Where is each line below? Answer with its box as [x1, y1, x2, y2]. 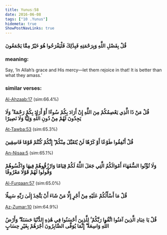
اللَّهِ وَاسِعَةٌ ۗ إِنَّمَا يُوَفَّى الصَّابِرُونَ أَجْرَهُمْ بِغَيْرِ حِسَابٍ [5, 223, 109, 230]
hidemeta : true [5, 21, 37, 26]
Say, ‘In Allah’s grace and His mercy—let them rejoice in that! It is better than [5, 67, 162, 73]
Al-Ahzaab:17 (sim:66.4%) [5, 96, 59, 102]
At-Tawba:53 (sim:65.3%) [5, 126, 58, 132]
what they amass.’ [5, 72, 42, 78]
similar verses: [5, 85, 42, 92]
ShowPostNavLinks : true [5, 26, 55, 31]
